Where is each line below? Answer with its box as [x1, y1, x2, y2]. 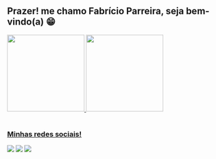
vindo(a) [7, 16, 45, 28]
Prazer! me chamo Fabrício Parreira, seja [7, 5, 184, 17]
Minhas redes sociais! [7, 129, 82, 139]
